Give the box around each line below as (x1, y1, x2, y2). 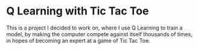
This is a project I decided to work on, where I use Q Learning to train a (6, 24, 183, 31)
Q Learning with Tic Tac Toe (6, 4, 149, 18)
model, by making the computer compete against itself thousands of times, (6, 30, 193, 37)
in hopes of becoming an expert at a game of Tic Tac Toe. (6, 37, 150, 44)
